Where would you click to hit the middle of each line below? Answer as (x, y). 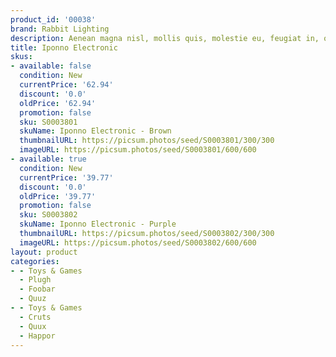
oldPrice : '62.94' (58, 103)
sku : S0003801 (48, 122)
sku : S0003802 (48, 215)
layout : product (44, 252)
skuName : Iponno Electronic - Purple (98, 224)
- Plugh (35, 280)
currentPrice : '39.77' (66, 177)
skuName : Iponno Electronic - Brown (95, 131)
